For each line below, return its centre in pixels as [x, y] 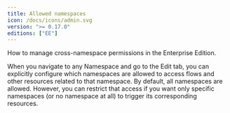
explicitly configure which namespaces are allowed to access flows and [111, 74]
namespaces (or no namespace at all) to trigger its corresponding [102, 96]
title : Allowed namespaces [47, 14]
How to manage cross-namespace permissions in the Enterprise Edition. [112, 53]
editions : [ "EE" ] [33, 33]
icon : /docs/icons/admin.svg [50, 20]
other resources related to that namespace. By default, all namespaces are [115, 82]
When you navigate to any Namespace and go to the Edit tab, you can [108, 66]
